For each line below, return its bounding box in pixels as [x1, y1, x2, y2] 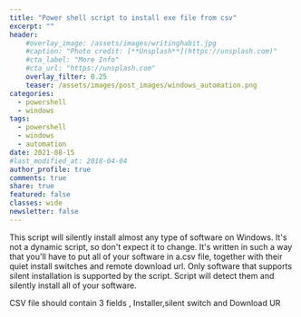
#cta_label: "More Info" [25, 55, 120, 64]
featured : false [9, 190, 71, 199]
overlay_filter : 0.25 [25, 72, 107, 82]
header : [9, 30, 39, 39]
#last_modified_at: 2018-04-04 [9, 156, 128, 166]
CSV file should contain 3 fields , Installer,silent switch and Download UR [9, 297, 281, 308]
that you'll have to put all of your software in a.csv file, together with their [9, 251, 283, 262]
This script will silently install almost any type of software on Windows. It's [9, 232, 287, 243]
